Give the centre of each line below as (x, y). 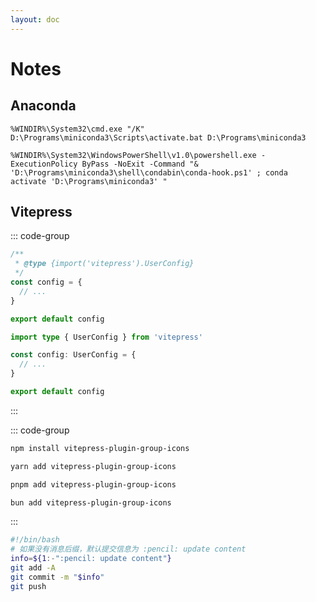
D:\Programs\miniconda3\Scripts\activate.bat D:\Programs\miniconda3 (158, 137)
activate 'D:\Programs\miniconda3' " (89, 181)
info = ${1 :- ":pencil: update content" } (91, 559)
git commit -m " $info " (57, 577)
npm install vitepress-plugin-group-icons (100, 448)
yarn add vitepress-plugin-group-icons (93, 466)
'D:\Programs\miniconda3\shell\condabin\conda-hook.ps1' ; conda (149, 172)
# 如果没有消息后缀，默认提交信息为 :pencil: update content (128, 549)
